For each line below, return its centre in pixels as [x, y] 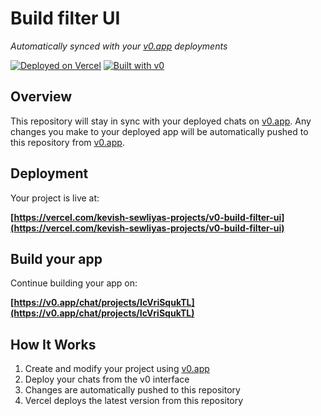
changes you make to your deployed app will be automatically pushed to [159, 131]
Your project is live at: [55, 198]
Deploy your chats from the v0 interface [107, 379]
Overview [41, 97]
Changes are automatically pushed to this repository [132, 390]
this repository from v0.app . [67, 142]
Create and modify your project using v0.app [117, 369]
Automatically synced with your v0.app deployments [119, 46]
